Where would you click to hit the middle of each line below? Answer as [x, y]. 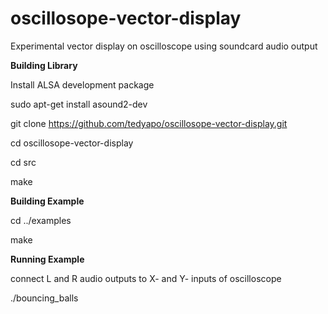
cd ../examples [41, 220]
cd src [23, 162]
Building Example [47, 201]
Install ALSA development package [82, 84]
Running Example [47, 259]
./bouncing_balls [44, 298]
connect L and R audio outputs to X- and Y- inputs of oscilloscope [146, 278]
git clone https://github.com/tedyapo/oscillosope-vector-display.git [149, 123]
